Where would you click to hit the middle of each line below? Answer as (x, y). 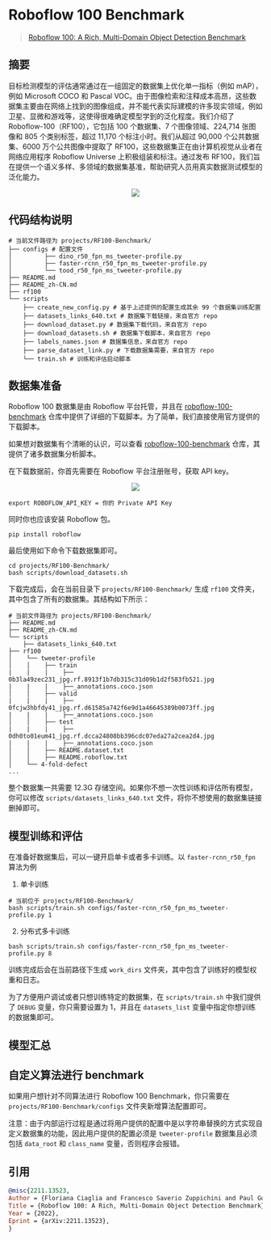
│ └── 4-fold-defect (48, 765)
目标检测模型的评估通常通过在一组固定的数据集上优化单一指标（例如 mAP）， (135, 86)
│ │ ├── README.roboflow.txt (68, 758)
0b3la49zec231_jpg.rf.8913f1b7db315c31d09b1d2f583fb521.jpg (112, 680)
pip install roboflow (45, 535)
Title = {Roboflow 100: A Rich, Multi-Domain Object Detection (117, 1206)
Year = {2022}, (34, 1213)
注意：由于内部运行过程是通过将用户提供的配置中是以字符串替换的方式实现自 (135, 1124)
